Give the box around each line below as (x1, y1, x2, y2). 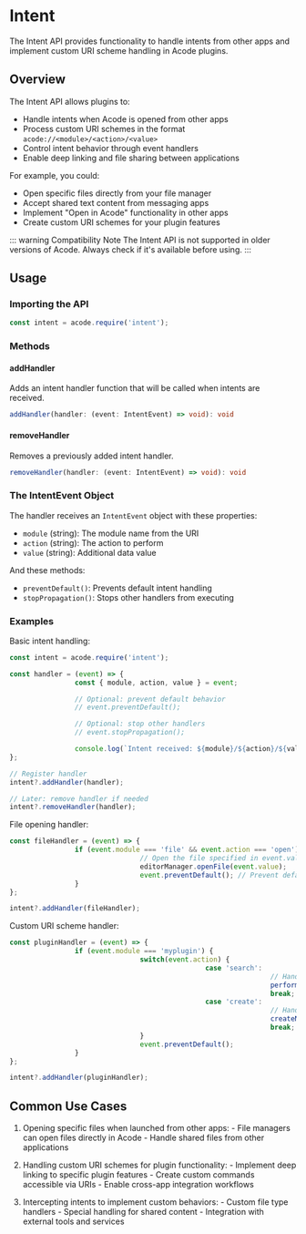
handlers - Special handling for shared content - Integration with (22, 1207, 264, 1218)
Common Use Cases (9, 1098, 127, 1114)
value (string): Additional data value (22, 547, 157, 558)
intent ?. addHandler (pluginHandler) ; (9, 1073, 148, 1083)
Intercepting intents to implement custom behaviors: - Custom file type (22, 1197, 289, 1208)
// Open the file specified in (139, 854, 259, 863)
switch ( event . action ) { (139, 955, 230, 964)
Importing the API (9, 298, 89, 311)
